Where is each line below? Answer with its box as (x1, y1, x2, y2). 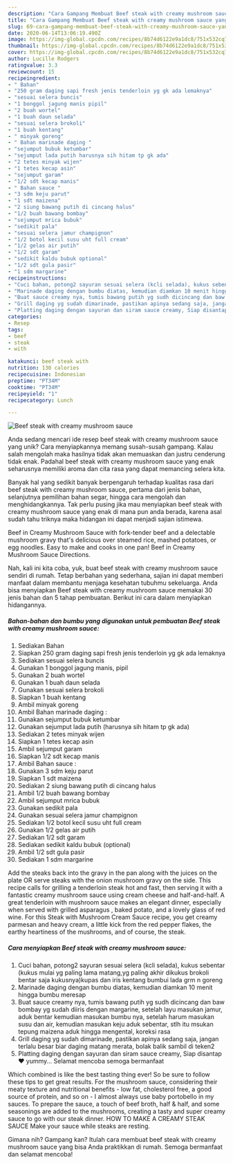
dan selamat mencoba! (8, 1150, 73, 1158)
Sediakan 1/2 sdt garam (17, 833, 86, 841)
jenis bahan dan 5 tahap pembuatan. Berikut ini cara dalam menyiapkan (8, 594, 212, 602)
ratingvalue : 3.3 (8, 62, 58, 69)
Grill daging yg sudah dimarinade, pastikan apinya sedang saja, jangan (17, 1035, 219, 1043)
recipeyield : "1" (8, 390, 58, 397)
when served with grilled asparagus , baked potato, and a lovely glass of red (8, 906, 225, 914)
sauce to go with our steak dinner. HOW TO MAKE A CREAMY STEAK (8, 1115, 206, 1123)
